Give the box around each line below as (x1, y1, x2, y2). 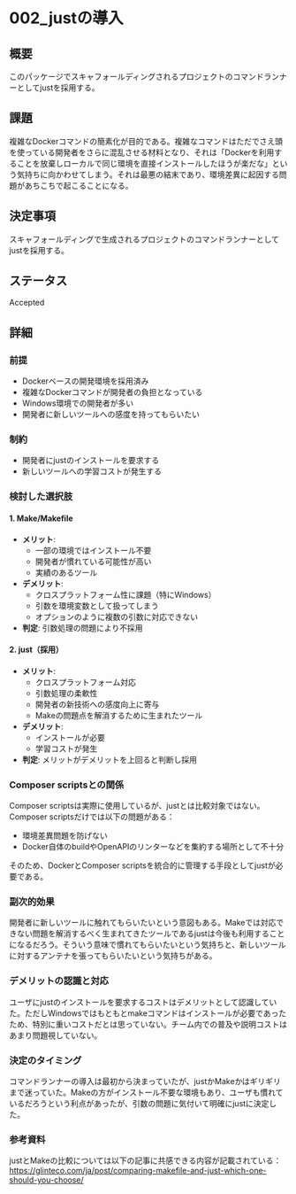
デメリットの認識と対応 (9, 975, 109, 988)
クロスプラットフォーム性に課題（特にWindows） (34, 589, 216, 600)
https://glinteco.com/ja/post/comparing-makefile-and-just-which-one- (9, 1166, 267, 1176)
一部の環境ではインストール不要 (34, 545, 152, 555)
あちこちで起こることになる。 (24, 180, 133, 190)
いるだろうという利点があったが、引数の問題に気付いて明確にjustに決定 (9, 1097, 269, 1108)
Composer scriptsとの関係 (9, 779, 125, 791)
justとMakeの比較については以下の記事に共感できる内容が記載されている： (9, 1155, 282, 1166)
